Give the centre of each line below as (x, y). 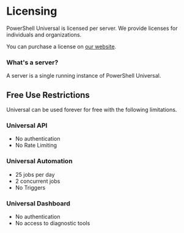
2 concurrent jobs (38, 181)
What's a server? (32, 62)
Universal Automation (39, 161)
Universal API (27, 125)
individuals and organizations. (44, 34)
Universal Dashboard (38, 203)
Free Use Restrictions (48, 95)
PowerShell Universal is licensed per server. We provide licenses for (92, 28)
